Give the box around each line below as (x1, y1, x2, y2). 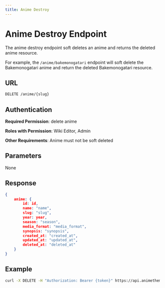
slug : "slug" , (23, 210, 52, 215)
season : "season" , (23, 219, 60, 224)
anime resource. (5, 50, 38, 56)
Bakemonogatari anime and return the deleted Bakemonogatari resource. (5, 64, 153, 70)
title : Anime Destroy (5, 7, 50, 12)
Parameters (5, 152, 42, 160)
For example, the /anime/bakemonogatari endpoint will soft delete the (5, 59, 144, 65)
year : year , (23, 215, 48, 220)
